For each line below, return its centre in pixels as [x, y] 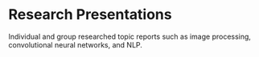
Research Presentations [90, 15]
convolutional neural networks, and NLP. [76, 44]
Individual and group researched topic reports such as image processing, [130, 36]
